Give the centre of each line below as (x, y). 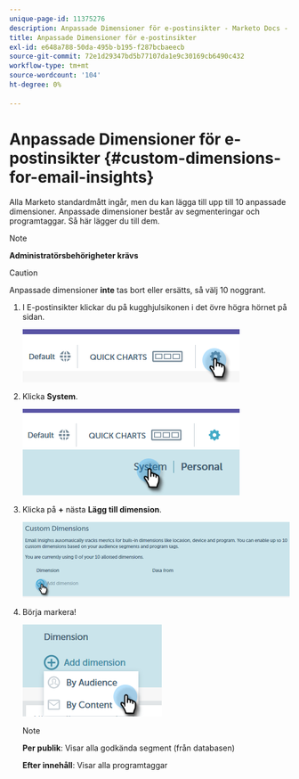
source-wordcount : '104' (55, 76)
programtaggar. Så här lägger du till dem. (85, 221)
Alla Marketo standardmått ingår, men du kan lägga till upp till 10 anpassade (148, 201)
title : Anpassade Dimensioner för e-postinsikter (103, 37)
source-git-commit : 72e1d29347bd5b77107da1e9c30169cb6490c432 (127, 57)
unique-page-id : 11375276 (57, 19)
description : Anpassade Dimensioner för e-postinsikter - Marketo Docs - (149, 28)
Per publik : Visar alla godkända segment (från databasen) (129, 748)
